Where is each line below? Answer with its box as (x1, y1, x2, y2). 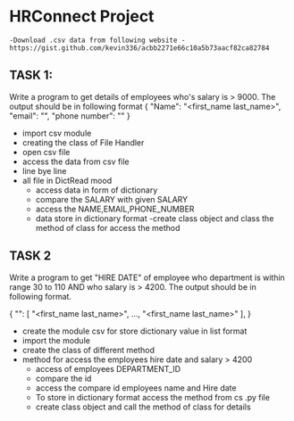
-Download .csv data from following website (9, 36, 178, 45)
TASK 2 (9, 248, 52, 264)
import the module (21, 334, 91, 345)
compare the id (35, 373, 92, 384)
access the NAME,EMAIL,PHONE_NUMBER (35, 203, 195, 214)
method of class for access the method (35, 222, 181, 233)
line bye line (21, 165, 67, 176)
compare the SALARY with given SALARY (35, 194, 189, 204)
